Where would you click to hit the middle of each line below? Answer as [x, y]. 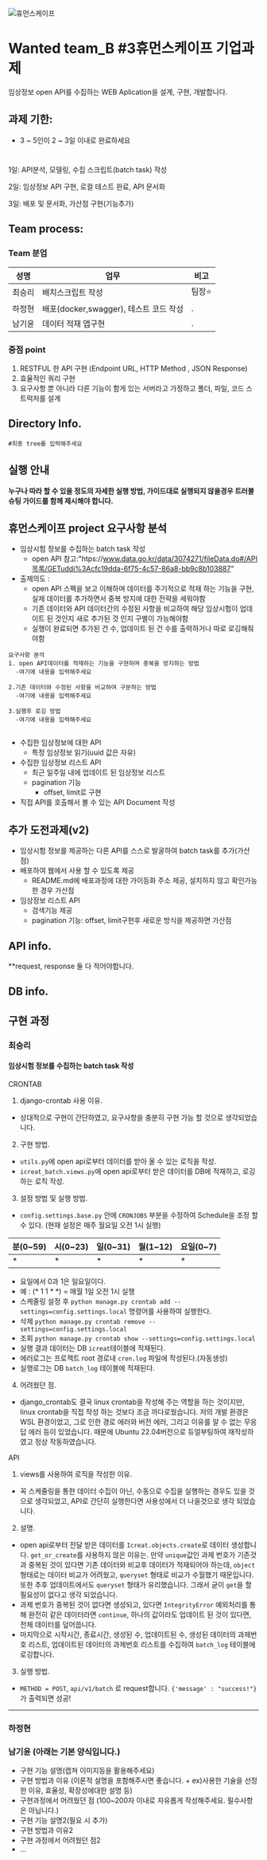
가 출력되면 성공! [45, 1698]
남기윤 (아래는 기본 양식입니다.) [64, 1752]
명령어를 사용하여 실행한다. [170, 1311]
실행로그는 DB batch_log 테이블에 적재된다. [87, 1368]
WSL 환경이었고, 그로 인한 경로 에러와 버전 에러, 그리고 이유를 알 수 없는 [131, 1422]
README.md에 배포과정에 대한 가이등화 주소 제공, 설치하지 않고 [131, 881]
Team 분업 [28, 253]
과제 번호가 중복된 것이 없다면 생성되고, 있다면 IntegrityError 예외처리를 [133, 1604]
